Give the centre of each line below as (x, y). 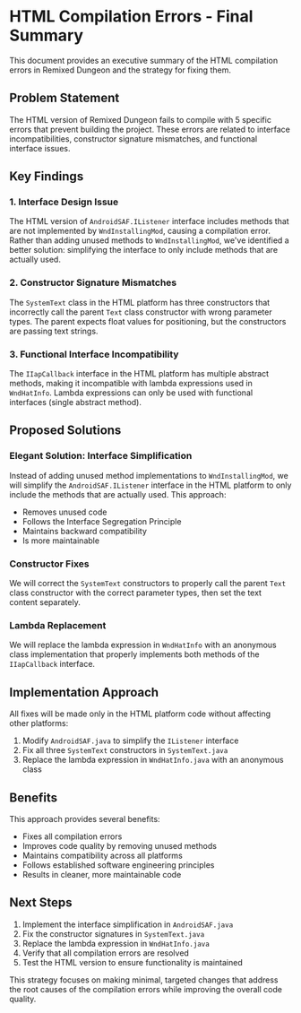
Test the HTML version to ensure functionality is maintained (133, 962)
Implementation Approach (84, 692)
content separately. (45, 602)
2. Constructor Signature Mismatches (93, 282)
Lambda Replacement (58, 625)
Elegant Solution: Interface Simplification (101, 456)
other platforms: (39, 723)
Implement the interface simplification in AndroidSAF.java (128, 924)
